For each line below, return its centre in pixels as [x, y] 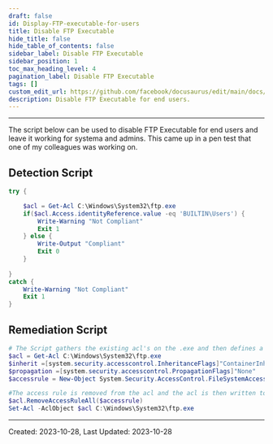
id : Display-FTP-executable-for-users [74, 24]
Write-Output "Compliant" [82, 244]
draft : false [30, 16]
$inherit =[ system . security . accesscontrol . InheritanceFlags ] [114, 363]
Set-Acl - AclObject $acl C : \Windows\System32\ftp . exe [102, 409]
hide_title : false [39, 39]
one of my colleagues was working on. [73, 147]
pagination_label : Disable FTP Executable [81, 76]
